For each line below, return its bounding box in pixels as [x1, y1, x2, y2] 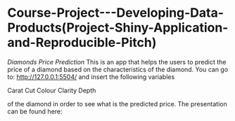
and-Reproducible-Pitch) [7, 35, 157, 50]
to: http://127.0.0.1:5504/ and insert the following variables [7, 72, 175, 81]
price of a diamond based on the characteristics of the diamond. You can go [7, 65, 229, 73]
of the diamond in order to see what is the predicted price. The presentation [7, 99, 227, 108]
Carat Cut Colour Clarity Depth [7, 86, 96, 94]
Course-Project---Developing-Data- [7, 5, 224, 21]
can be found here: [7, 107, 63, 115]
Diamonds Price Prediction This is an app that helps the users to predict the [7, 57, 227, 66]
